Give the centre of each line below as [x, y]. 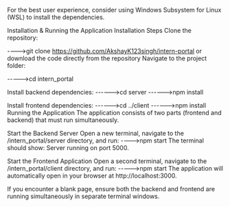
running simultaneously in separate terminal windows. [83, 196]
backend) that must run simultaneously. [63, 120]
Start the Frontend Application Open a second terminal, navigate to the [107, 161]
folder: [16, 65]
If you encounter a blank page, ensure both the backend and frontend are [111, 189]
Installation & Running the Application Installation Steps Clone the [100, 31]
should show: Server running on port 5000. [68, 148]
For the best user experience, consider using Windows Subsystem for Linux [114, 10]
